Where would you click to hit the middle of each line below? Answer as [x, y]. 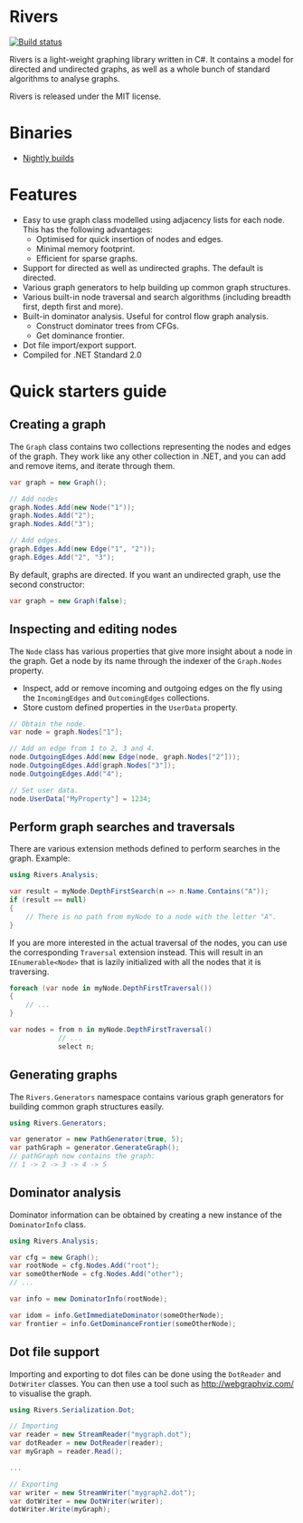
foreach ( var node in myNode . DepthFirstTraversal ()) [111, 988]
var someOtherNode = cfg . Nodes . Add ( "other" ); [96, 1274]
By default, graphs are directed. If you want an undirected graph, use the [145, 574]
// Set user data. [44, 790]
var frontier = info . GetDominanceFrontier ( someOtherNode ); [123, 1323]
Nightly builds [48, 158]
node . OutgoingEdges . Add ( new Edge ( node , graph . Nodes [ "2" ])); [125, 757]
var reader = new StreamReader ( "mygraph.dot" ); [101, 1435]
